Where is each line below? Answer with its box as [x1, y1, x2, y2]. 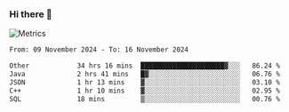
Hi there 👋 [9, 8, 53, 20]
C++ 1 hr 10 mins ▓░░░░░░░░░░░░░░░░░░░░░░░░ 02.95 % [9, 86, 280, 95]
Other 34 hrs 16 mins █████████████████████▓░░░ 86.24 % [9, 61, 280, 70]
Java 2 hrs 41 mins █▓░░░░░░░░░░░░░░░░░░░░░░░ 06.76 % [9, 70, 280, 79]
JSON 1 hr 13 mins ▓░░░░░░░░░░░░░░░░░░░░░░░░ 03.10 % [9, 77, 280, 87]
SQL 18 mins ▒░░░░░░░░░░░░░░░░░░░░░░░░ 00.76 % [9, 94, 280, 103]
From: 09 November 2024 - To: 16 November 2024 [9, 45, 189, 54]
